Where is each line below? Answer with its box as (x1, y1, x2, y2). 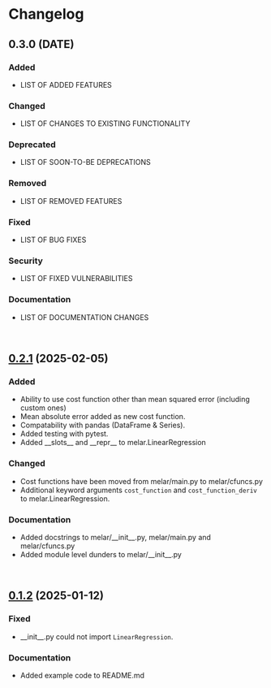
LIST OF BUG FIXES (19, 235, 87, 244)
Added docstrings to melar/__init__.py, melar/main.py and (19, 532, 211, 542)
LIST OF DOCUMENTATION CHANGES (19, 312, 149, 322)
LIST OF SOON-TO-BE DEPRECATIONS (19, 158, 152, 167)
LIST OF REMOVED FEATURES (19, 196, 123, 206)
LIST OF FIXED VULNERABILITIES (19, 274, 133, 283)
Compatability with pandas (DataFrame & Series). (19, 420, 185, 431)
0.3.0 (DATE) (8, 37, 75, 51)
